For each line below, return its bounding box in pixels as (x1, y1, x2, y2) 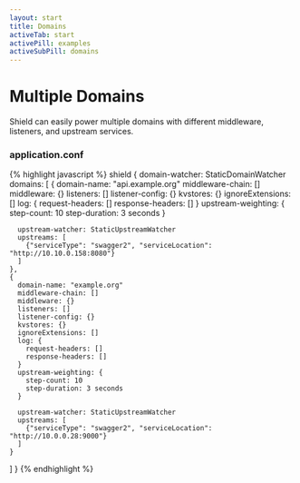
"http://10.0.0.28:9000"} (9, 432, 107, 441)
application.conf (9, 148, 84, 161)
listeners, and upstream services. (9, 126, 134, 137)
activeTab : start (9, 30, 75, 39)
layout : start (9, 13, 63, 23)
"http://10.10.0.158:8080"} (9, 249, 116, 259)
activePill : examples (9, 38, 92, 48)
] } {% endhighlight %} (9, 464, 94, 475)
